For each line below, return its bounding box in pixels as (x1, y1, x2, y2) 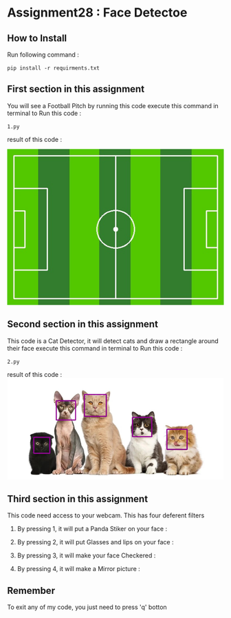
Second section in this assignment (7, 318, 158, 330)
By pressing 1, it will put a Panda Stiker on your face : (16, 525, 167, 533)
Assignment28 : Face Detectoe (7, 5, 188, 21)
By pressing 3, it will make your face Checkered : (16, 551, 156, 559)
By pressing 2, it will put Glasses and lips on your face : (16, 538, 174, 546)
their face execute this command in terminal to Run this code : (7, 344, 183, 352)
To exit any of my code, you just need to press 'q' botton (7, 603, 167, 611)
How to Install (7, 32, 67, 44)
